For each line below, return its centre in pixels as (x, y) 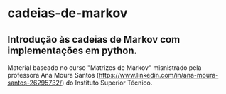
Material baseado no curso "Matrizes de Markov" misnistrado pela (104, 68)
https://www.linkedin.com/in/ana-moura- (158, 75)
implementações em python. (72, 50)
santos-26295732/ (35, 83)
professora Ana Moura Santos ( (53, 75)
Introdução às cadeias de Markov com (94, 40)
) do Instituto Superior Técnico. (107, 83)
